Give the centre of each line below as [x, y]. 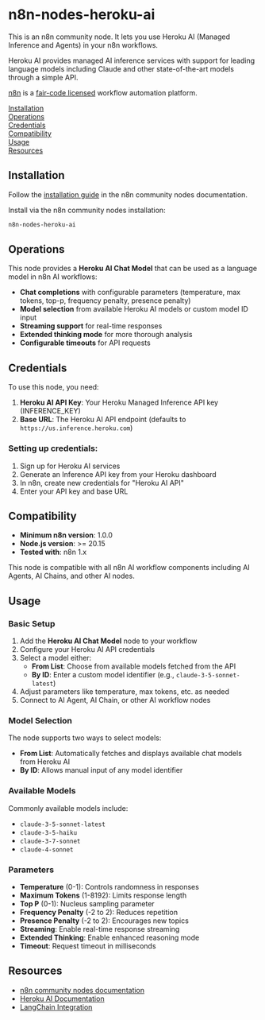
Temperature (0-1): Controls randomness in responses [109, 886]
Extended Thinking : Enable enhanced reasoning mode [109, 937]
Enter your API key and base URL [74, 491]
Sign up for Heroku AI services [70, 466]
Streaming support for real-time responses [91, 326]
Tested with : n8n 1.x [53, 552]
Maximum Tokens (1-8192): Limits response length [103, 895]
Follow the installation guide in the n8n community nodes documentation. [128, 194]
